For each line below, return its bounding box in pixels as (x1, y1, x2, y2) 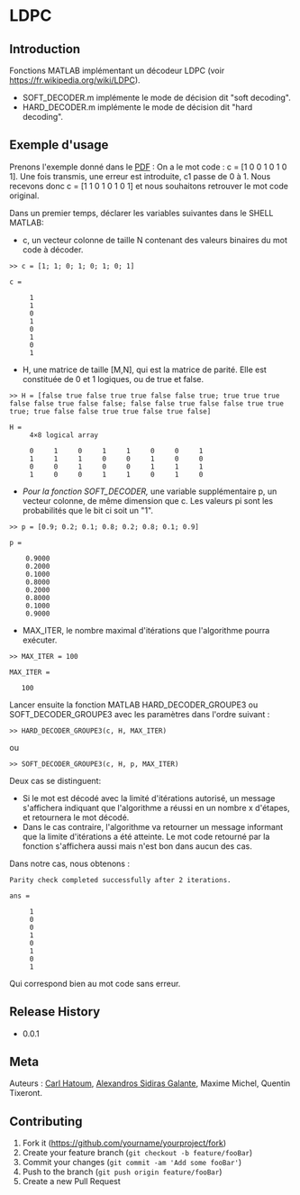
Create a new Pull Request (22, 1176, 122, 1187)
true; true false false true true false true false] (9, 406, 212, 415)
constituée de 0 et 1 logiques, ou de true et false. (22, 373, 205, 384)
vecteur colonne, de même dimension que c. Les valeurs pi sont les (22, 495, 273, 506)
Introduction (9, 41, 81, 57)
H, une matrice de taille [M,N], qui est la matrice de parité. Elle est (22, 364, 268, 375)
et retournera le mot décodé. (22, 812, 130, 823)
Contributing (9, 1114, 83, 1129)
